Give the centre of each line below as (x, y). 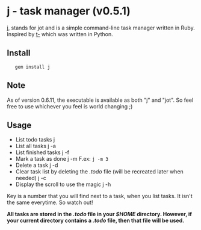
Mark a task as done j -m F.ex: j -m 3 (62, 159)
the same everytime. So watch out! (50, 202)
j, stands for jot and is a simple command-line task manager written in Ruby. (101, 28)
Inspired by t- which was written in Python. (60, 34)
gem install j (32, 67)
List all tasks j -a (36, 146)
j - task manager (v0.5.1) (69, 11)
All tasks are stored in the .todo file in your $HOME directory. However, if (99, 214)
